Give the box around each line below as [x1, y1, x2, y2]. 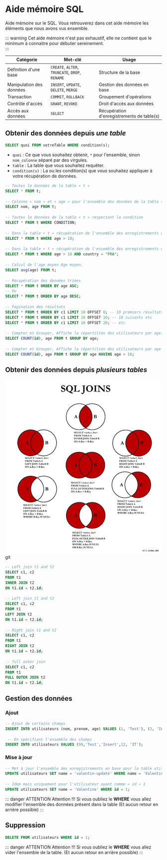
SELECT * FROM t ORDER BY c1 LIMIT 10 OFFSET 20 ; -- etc [5, 320, 126, 325]
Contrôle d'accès [7, 101, 43, 107]
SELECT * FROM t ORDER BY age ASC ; [5, 283, 79, 288]
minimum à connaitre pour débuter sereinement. [5, 40, 104, 46]
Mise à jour [5, 754, 33, 761]
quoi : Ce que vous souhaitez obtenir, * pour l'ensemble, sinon [12, 151, 140, 158]
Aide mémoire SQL [5, 3, 84, 15]
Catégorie [16, 56, 38, 63]
